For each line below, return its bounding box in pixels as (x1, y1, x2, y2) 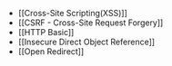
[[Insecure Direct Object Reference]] (17, 36, 156, 47)
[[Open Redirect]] (17, 46, 85, 57)
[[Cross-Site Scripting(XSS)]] (17, 8, 127, 18)
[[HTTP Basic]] (17, 27, 75, 37)
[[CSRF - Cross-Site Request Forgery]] (17, 17, 164, 28)
